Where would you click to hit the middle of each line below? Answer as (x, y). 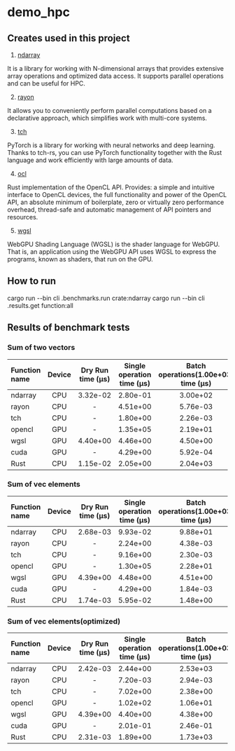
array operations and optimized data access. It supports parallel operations (115, 76)
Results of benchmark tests (69, 328)
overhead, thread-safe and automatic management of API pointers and (109, 210)
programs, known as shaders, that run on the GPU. (80, 259)
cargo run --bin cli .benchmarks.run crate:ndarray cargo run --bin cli (106, 298)
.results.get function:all (40, 305)
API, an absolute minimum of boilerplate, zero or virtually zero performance (116, 202)
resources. (23, 217)
